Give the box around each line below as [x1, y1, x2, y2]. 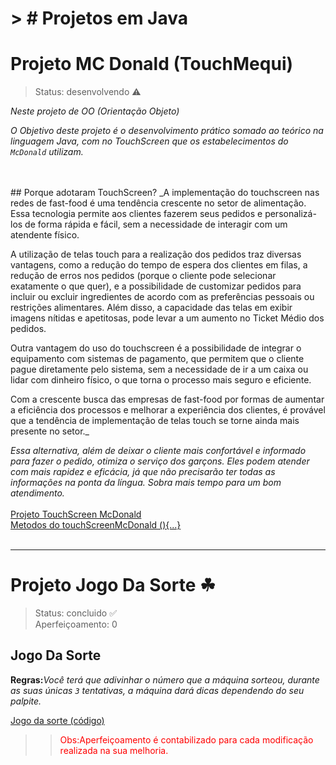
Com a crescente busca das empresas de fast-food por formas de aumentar [10, 393, 325, 406]
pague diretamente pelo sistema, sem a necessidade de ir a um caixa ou [10, 363, 309, 376]
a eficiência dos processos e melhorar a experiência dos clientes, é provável [10, 404, 326, 416]
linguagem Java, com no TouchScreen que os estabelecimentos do [10, 135, 289, 147]
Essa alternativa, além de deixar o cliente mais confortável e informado [10, 445, 307, 457]
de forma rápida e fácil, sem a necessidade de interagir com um [24, 218, 288, 231]
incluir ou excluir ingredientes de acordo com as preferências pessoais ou [10, 291, 315, 303]
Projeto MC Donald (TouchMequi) [10, 53, 294, 76]
